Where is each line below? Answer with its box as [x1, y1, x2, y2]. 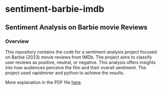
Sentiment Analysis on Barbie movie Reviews [5, 23, 148, 31]
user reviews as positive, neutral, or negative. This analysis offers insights [5, 59, 156, 65]
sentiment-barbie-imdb [5, 3, 105, 15]
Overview [5, 38, 29, 45]
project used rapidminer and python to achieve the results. [5, 70, 125, 76]
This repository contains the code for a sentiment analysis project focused [5, 49, 157, 55]
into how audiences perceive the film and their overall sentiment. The [5, 64, 146, 70]
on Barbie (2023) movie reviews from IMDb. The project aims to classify [5, 54, 152, 60]
